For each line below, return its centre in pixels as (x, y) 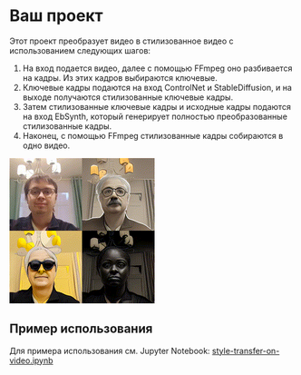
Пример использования (81, 329)
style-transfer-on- (246, 350)
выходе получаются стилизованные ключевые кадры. (128, 97)
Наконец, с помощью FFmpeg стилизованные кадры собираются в (153, 135)
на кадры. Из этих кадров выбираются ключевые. (120, 77)
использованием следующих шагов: (80, 50)
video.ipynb (31, 360)
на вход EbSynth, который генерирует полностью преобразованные (155, 116)
